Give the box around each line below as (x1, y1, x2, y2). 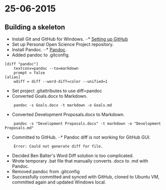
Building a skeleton (4, 23, 65, 31)
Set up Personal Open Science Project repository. (11, 41, 114, 47)
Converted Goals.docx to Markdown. (11, 93, 88, 99)
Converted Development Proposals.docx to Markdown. (11, 112, 125, 117)
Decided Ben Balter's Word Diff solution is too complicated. (11, 153, 134, 159)
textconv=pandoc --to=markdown (13, 66, 79, 71)
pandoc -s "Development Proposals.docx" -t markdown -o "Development (13, 121, 162, 126)
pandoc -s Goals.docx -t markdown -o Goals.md (13, 103, 112, 108)
